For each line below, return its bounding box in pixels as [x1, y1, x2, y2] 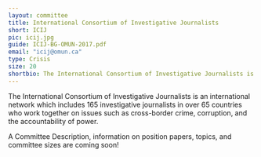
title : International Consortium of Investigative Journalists [8, 19, 219, 27]
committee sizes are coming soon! [8, 140, 119, 149]
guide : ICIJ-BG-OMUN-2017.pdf [8, 41, 107, 49]
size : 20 [8, 63, 37, 71]
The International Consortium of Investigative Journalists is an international [8, 91, 251, 100]
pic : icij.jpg [8, 33, 55, 42]
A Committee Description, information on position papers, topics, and [8, 131, 232, 141]
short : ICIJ [8, 26, 47, 34]
